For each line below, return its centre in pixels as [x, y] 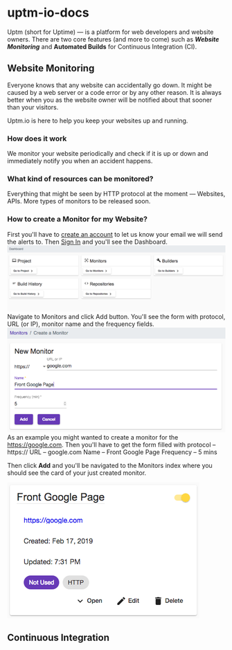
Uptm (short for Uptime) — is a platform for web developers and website [110, 32]
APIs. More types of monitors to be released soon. [79, 201]
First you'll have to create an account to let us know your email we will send [115, 234]
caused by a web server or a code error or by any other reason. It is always [114, 92]
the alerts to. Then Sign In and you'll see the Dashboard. [87, 242]
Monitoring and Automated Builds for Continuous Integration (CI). [102, 46]
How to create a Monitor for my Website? [77, 219]
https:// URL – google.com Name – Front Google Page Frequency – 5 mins [112, 452]
